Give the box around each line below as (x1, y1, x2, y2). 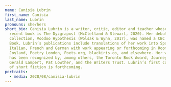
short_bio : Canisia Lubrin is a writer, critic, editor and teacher (5, 27, 154, 32)
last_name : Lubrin (5, 17, 44, 22)
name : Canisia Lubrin (5, 7, 51, 13)
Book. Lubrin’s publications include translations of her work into (9, 41, 158, 46)
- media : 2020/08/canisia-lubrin (9, 74, 81, 79)
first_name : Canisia (5, 12, 49, 17)
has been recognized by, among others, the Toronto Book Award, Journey (9, 55, 167, 60)
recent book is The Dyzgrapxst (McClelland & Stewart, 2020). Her (9, 31, 154, 36)
